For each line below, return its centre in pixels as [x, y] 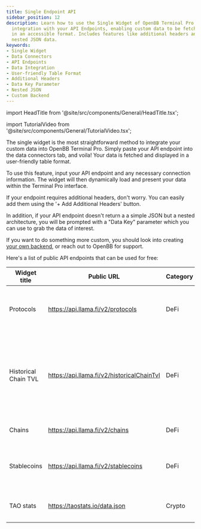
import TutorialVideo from [38, 124]
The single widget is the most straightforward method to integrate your [93, 142]
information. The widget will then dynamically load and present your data [96, 179]
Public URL [104, 276]
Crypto [176, 506]
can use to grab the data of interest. [50, 228]
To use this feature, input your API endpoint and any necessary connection [98, 173]
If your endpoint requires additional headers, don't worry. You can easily [95, 197]
